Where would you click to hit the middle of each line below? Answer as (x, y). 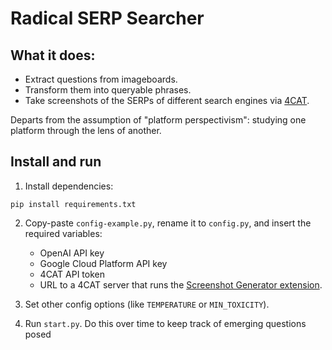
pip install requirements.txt (73, 204)
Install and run (56, 162)
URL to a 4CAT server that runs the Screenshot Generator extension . (181, 284)
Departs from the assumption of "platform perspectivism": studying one (158, 120)
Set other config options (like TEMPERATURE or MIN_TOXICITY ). (147, 304)
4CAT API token (72, 274)
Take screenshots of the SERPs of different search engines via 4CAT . (167, 100)
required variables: (63, 233)
